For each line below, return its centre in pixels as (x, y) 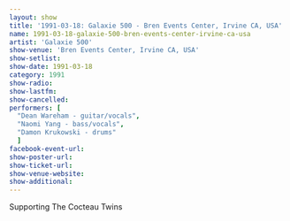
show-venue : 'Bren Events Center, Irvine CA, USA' (104, 50)
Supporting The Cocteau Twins (66, 207)
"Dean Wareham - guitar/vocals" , (79, 116)
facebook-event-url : (47, 149)
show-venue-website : (47, 173)
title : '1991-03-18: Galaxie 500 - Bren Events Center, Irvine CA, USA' (146, 26)
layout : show (33, 17)
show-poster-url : (41, 157)
